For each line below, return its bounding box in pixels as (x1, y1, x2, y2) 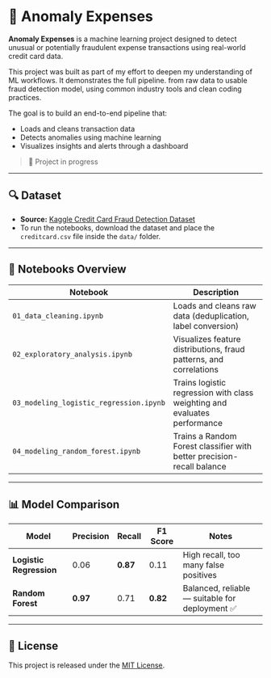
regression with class (173, 387, 254, 398)
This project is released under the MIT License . (8, 660, 165, 670)
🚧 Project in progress (27, 157, 98, 166)
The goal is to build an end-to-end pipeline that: (8, 108, 168, 118)
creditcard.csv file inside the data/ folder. (19, 231, 161, 241)
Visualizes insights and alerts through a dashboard (19, 141, 189, 150)
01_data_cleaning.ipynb (12, 311, 104, 320)
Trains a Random (173, 430, 237, 441)
